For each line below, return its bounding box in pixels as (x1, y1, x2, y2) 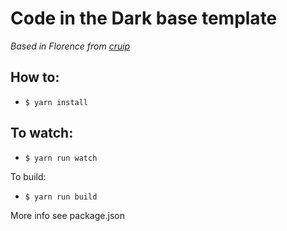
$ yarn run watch (24, 153, 98, 163)
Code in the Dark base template (10, 7, 278, 30)
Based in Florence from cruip (10, 40, 131, 52)
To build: (10, 170, 47, 182)
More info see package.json (10, 209, 125, 221)
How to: (10, 69, 60, 86)
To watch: (10, 125, 74, 142)
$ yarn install (24, 97, 89, 107)
